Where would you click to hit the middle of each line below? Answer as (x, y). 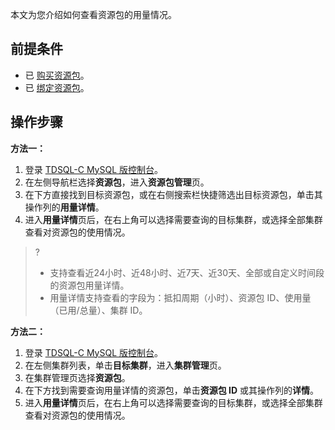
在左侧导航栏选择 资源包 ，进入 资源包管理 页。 (117, 182)
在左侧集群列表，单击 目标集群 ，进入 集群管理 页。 (125, 365)
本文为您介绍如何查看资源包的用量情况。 (93, 14)
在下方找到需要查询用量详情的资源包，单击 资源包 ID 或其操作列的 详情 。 (172, 390)
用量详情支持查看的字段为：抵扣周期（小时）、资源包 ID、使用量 (180, 297)
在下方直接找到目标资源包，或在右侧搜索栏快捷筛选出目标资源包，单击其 (173, 194)
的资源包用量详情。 (89, 285)
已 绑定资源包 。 (57, 87)
